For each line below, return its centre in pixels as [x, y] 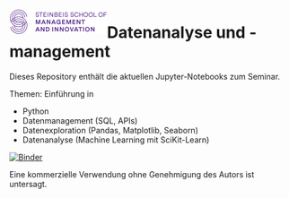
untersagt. [28, 184]
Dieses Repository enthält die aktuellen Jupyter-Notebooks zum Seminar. [145, 76]
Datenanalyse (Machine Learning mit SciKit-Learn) [116, 140]
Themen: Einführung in [52, 93]
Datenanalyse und [176, 33]
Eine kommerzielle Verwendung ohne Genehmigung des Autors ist [132, 174]
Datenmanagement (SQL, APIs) [80, 120]
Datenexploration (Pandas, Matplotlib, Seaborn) [110, 130]
